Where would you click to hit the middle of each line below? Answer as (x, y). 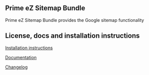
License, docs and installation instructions (73, 36)
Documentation (21, 57)
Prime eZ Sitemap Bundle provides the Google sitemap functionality (75, 20)
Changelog (16, 67)
